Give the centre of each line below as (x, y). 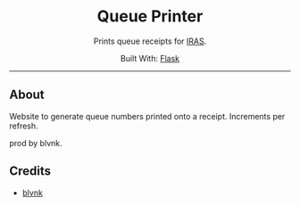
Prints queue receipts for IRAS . (150, 41)
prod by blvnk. (36, 143)
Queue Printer (150, 16)
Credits (30, 171)
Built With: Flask (150, 58)
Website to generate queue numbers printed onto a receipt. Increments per (147, 116)
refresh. (24, 126)
